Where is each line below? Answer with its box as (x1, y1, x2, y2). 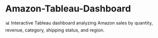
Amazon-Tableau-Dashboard (5, 3, 131, 14)
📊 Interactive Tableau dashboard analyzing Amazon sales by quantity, (5, 19, 153, 25)
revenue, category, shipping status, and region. (5, 27, 104, 33)
